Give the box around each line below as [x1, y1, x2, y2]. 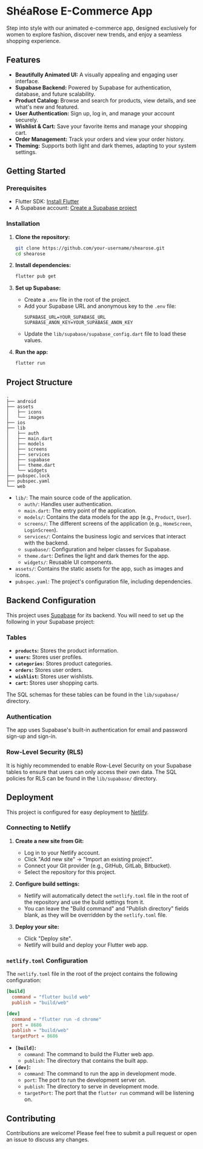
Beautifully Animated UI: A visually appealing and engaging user [15, 71, 178, 78]
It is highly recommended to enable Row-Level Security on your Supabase [6, 762, 192, 769]
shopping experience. [6, 37, 61, 44]
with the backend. [24, 539, 70, 547]
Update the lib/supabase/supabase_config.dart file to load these [24, 330, 187, 337]
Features [6, 55, 41, 65]
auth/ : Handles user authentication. [24, 501, 113, 508]
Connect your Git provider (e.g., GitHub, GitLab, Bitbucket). [24, 862, 171, 869]
